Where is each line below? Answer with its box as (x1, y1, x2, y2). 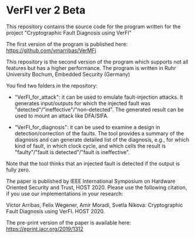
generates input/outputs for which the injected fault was (14, 99, 151, 106)
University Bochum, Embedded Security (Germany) (6, 71, 130, 78)
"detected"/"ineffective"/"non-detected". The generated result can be (14, 106, 184, 113)
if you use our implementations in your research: (6, 190, 123, 197)
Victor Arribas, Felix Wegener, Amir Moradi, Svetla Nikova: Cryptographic (6, 201, 183, 209)
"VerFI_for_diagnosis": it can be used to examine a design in (14, 123, 160, 130)
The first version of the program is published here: (6, 41, 128, 48)
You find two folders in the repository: (6, 82, 98, 89)
